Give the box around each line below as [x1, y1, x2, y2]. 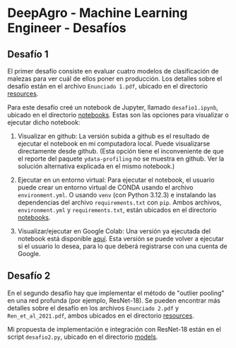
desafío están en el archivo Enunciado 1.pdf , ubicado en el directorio [7, 82, 208, 90]
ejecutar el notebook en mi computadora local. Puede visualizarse [17, 139, 211, 148]
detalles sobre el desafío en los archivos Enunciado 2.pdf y [7, 303, 179, 312]
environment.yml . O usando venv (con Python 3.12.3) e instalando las [17, 191, 217, 199]
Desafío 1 [7, 48, 49, 60]
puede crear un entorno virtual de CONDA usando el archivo [17, 183, 194, 192]
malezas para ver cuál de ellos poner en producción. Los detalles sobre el [7, 74, 223, 83]
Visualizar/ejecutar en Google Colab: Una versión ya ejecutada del [17, 227, 211, 235]
